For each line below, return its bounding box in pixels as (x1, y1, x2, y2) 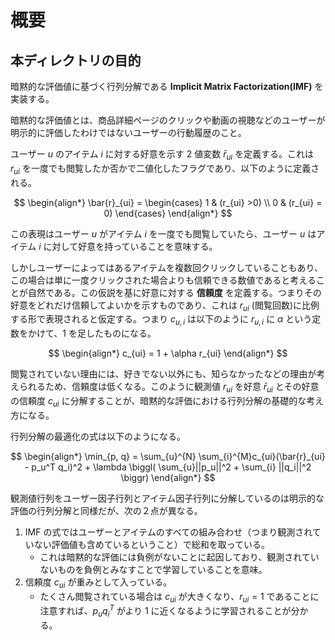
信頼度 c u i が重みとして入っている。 (24, 576, 173, 590)
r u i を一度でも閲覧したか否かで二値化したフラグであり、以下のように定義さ (10, 162, 320, 176)
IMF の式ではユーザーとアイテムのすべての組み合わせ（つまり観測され (24, 526, 313, 538)
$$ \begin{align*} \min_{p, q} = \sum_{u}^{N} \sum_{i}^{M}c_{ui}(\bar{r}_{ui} (10, 450, 326, 462)
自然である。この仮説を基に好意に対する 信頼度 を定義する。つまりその (27, 286, 322, 298)
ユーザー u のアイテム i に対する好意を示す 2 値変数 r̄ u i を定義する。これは (10, 148, 315, 162)
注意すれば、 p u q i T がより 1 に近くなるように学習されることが (39, 603, 292, 619)
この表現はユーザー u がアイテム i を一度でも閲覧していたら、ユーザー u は (10, 227, 317, 240)
